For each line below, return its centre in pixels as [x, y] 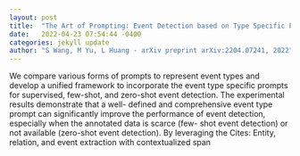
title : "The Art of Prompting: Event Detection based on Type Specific [147, 26]
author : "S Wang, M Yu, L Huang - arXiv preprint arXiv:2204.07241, [139, 51]
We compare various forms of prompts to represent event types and [135, 76]
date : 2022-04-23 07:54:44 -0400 [75, 34]
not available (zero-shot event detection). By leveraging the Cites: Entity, [143, 133]
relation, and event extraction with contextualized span [110, 143]
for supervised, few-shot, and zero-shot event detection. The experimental [147, 95]
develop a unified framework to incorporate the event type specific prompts [149, 86]
